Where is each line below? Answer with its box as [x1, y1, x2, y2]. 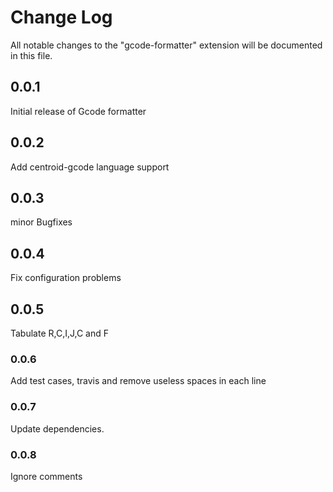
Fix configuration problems [10, 272, 122, 284]
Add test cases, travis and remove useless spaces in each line [10, 375, 267, 387]
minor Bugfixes [10, 216, 73, 228]
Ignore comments [10, 470, 83, 482]
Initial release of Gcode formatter [10, 105, 147, 117]
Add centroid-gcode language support [10, 161, 170, 173]
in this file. [10, 49, 53, 61]
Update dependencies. [10, 422, 105, 435]
